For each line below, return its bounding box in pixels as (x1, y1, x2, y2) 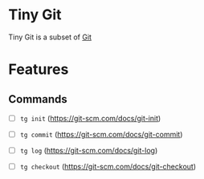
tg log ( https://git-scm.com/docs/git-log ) (19, 146, 158, 156)
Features (8, 60, 69, 79)
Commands (8, 92, 68, 106)
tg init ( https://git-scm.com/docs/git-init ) (19, 113, 161, 123)
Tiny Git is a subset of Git (8, 32, 92, 42)
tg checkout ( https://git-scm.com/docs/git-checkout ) (19, 162, 197, 172)
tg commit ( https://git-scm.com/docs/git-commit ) (19, 130, 183, 139)
